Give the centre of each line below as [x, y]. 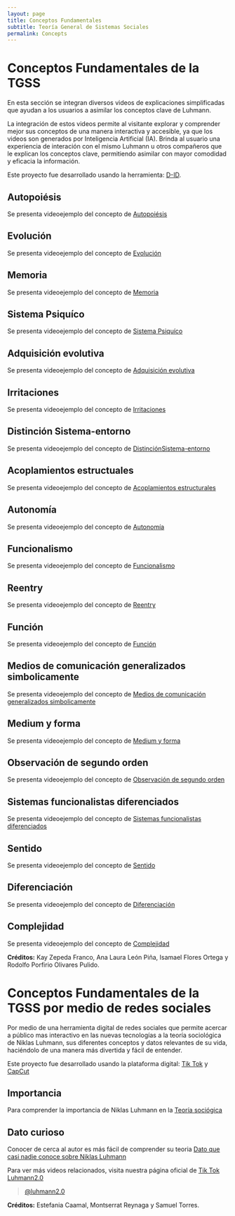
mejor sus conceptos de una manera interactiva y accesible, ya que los [110, 132]
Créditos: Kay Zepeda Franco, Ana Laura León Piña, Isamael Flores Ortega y [118, 957]
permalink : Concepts [38, 33]
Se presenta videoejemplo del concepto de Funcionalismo [91, 566]
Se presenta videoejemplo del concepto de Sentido [81, 865]
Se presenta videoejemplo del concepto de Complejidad [88, 944]
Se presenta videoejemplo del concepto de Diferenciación [91, 904]
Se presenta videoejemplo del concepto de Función [82, 644]
